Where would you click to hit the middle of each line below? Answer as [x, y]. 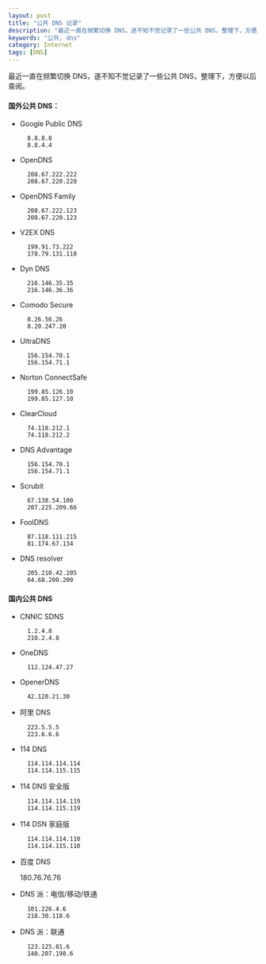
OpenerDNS [39, 682]
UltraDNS [35, 341]
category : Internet [40, 45]
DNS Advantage [46, 450]
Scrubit [31, 486]
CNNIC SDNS [42, 617]
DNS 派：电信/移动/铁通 [58, 894]
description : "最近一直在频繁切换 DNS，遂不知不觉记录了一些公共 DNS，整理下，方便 [133, 30]
